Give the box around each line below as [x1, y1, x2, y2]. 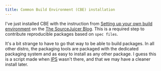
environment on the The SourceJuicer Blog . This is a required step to [5, 25, 145, 32]
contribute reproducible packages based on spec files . [5, 31, 119, 37]
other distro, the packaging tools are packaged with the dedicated [5, 46, 139, 51]
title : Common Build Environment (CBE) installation [5, 7, 115, 12]
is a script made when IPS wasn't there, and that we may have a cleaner [5, 56, 151, 62]
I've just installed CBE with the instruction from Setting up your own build [5, 21, 153, 26]
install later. [5, 61, 28, 67]
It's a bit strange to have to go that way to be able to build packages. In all [5, 40, 155, 47]
